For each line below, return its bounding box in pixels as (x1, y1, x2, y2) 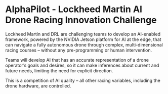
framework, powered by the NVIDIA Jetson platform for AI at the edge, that (5, 36, 161, 42)
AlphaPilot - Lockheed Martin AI (5, 4, 143, 15)
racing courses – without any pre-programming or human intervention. (5, 47, 152, 53)
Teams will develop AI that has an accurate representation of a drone (5, 57, 149, 63)
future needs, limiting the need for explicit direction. (5, 67, 113, 74)
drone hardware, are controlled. (5, 82, 71, 89)
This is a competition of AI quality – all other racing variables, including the (5, 77, 160, 83)
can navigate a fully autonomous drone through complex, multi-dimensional (5, 41, 163, 48)
